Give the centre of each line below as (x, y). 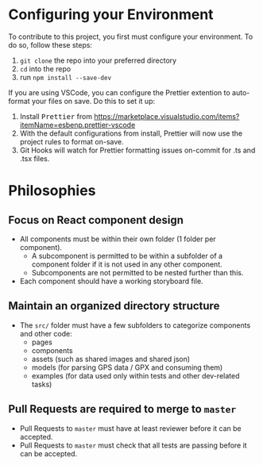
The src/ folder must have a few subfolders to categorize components (135, 325)
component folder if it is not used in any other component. (127, 264)
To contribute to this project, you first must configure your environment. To (131, 37)
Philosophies (52, 191)
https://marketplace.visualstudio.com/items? (167, 116)
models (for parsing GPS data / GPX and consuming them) (127, 367)
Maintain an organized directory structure (114, 306)
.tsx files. (35, 158)
